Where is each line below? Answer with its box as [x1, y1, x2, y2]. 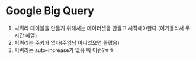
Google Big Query [5, 4, 94, 18]
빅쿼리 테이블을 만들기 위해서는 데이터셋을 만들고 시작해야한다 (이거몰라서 [14, 24, 184, 31]
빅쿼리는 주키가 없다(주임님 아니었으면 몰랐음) [14, 39, 120, 46]
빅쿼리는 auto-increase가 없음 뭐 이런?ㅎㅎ [14, 46, 115, 54]
